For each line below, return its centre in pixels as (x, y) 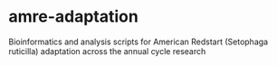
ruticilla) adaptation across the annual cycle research (107, 51)
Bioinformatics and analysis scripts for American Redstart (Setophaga (138, 42)
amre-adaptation (74, 17)
